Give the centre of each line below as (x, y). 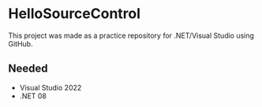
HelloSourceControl (74, 14)
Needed (28, 69)
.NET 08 (33, 96)
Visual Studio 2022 (51, 87)
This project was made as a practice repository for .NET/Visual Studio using (131, 35)
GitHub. (21, 43)
